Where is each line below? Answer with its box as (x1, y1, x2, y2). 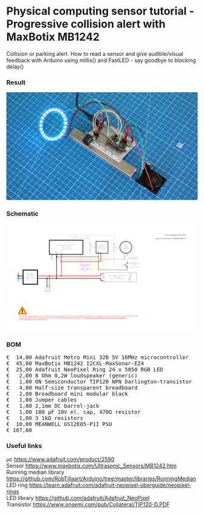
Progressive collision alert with (6, 17, 166, 31)
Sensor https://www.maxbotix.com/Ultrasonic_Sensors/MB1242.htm (6, 462, 177, 469)
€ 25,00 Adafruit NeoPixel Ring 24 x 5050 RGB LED (6, 366, 164, 373)
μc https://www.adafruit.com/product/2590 (6, 455, 115, 462)
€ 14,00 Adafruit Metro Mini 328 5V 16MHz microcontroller (6, 354, 189, 361)
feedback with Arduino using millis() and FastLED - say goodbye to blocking (6, 56, 196, 64)
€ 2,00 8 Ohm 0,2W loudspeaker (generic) (6, 372, 138, 379)
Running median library (6, 468, 65, 476)
